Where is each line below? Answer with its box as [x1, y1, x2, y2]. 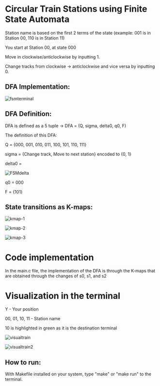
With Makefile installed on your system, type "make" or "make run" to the [5, 371, 152, 377]
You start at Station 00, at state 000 [5, 44, 76, 50]
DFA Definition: [5, 110, 52, 118]
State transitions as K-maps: [5, 203, 93, 211]
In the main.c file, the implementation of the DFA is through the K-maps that [5, 268, 156, 274]
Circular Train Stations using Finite [5, 3, 147, 15]
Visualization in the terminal [5, 290, 120, 301]
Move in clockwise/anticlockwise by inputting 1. [5, 54, 100, 59]
